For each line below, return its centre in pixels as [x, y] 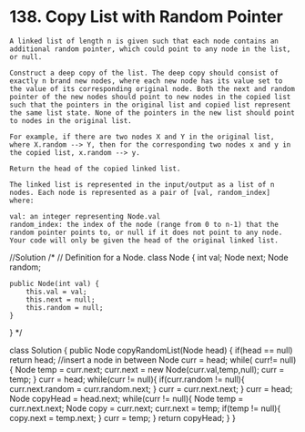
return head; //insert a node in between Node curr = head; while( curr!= [144, 360]
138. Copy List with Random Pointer [147, 17]
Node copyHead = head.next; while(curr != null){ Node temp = [127, 398]
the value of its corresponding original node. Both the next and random [152, 88]
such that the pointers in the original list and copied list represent [150, 105]
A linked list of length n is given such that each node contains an [144, 41]
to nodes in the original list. [71, 120]
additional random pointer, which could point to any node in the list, [150, 49]
